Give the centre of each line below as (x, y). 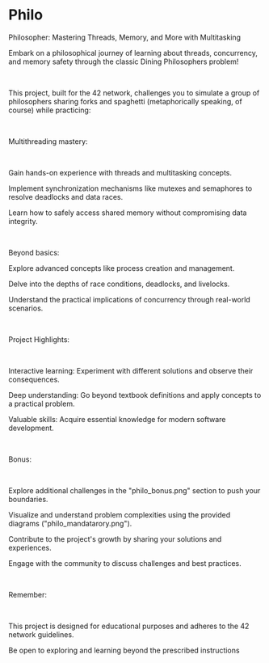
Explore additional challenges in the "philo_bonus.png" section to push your (134, 490)
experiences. (30, 547)
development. (31, 428)
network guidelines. (41, 634)
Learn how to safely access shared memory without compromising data (128, 213)
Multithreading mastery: (48, 141)
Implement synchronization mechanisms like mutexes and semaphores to (130, 188)
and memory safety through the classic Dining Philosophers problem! (124, 61)
